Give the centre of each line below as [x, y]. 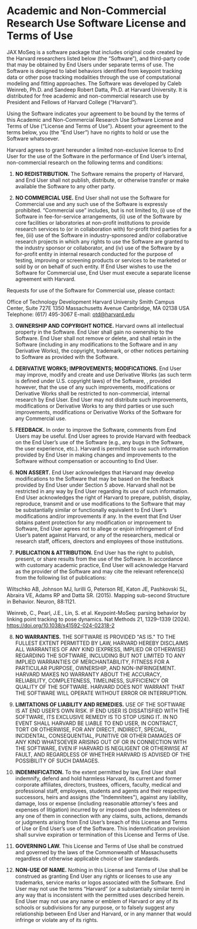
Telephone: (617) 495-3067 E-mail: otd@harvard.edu [71, 314]
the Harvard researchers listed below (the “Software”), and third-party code [98, 58]
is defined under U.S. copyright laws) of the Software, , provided [93, 381]
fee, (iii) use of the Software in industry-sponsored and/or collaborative [101, 235]
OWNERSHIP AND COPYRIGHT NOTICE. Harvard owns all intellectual [99, 325]
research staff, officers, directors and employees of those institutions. [99, 541]
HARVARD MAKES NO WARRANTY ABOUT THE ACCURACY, [88, 674]
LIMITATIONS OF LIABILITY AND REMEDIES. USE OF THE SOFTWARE [100, 704]
